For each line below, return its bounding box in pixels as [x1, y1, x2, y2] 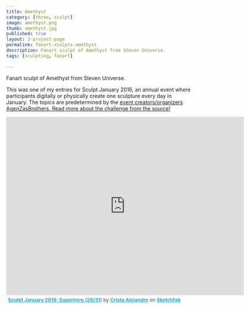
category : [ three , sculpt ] [6, 14, 73, 20]
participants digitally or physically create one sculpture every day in [6, 92, 172, 99]
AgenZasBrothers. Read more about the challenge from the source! [6, 105, 170, 112]
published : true [6, 31, 46, 37]
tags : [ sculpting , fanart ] [6, 53, 73, 59]
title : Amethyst [6, 8, 46, 15]
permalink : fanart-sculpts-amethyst [6, 42, 97, 48]
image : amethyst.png [6, 20, 58, 26]
